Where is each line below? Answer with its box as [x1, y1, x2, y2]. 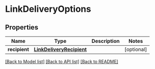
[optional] [124, 46, 147, 53]
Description [91, 38, 120, 44]
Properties [5, 23, 39, 32]
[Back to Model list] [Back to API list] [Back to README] [5, 59, 118, 65]
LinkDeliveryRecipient [34, 46, 87, 53]
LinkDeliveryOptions [5, 3, 91, 15]
